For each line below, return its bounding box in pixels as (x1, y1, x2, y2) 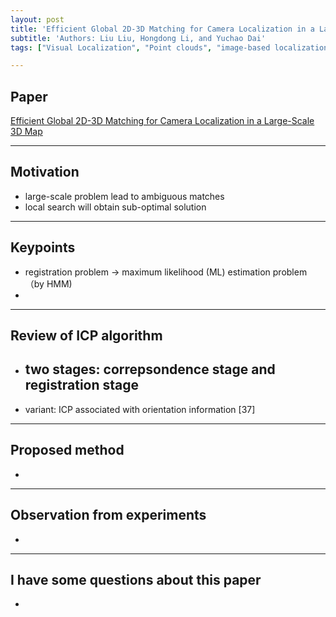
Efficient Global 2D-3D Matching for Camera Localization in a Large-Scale (10, 115, 315, 127)
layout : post (10, 14, 65, 25)
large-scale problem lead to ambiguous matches (24, 190, 225, 202)
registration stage (24, 377, 140, 394)
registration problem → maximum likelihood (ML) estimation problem (24, 266, 308, 278)
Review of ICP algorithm (10, 327, 163, 345)
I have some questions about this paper (10, 571, 262, 588)
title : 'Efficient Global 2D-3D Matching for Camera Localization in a (10, 24, 315, 34)
